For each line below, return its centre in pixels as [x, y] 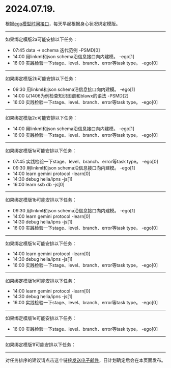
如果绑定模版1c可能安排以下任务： [41, 243]
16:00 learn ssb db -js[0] [38, 184]
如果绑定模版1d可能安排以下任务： [41, 281]
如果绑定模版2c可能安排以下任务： [41, 117]
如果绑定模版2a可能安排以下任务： [41, 39]
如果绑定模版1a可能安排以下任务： [41, 151]
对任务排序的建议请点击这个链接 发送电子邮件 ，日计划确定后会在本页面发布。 [85, 360]
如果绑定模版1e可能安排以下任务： [41, 318]
